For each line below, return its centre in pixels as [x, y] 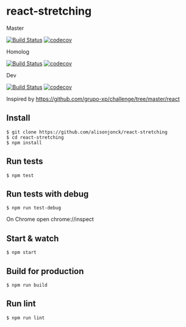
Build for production [45, 271]
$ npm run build [27, 285]
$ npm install [24, 142]
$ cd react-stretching [35, 137]
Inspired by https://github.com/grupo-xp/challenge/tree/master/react [93, 99]
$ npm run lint [26, 318]
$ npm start [21, 253]
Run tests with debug [48, 194]
